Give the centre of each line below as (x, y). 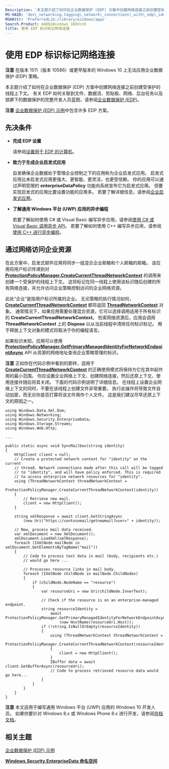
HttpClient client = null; (43, 455)
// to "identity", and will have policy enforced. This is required (88, 472)
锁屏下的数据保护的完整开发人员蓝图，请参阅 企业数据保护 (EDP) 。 (73, 100)
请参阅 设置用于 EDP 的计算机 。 (45, 151)
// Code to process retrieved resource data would (104, 671)
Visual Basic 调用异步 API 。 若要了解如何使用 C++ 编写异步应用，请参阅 (87, 226)
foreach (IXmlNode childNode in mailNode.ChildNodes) (81, 573)
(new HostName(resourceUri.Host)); (97, 622)
